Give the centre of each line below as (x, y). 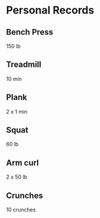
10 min (14, 79)
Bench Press (30, 32)
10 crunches (21, 210)
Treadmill (24, 65)
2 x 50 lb (17, 177)
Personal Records (50, 10)
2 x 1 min (17, 111)
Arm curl (23, 163)
